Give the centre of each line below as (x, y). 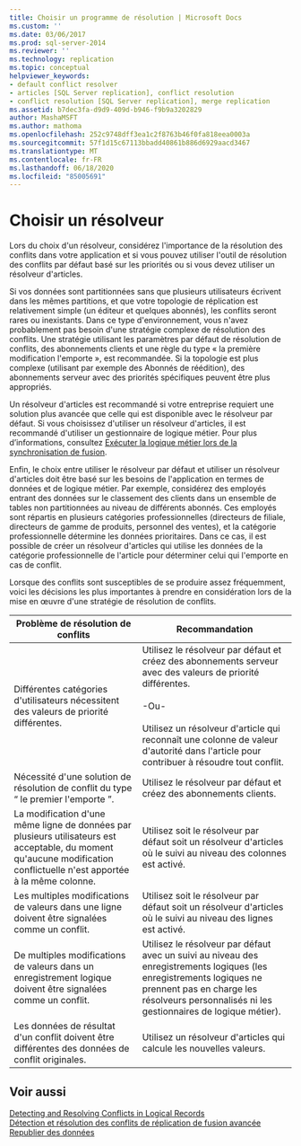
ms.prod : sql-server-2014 (57, 43)
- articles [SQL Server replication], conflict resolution (122, 93)
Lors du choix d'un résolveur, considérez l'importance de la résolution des (146, 246)
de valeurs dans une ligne (68, 907)
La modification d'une (60, 814)
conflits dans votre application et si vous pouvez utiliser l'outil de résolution (148, 255)
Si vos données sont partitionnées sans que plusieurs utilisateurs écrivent (146, 292)
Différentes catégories (61, 690)
